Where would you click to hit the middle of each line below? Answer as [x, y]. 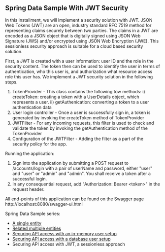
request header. [28, 189]
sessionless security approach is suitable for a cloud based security [74, 46]
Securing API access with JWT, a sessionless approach [68, 244]
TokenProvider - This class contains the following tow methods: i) [79, 91]
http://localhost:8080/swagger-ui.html [44, 204]
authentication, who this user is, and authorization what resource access [79, 72]
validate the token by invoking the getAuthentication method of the [80, 128]
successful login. [30, 179]
